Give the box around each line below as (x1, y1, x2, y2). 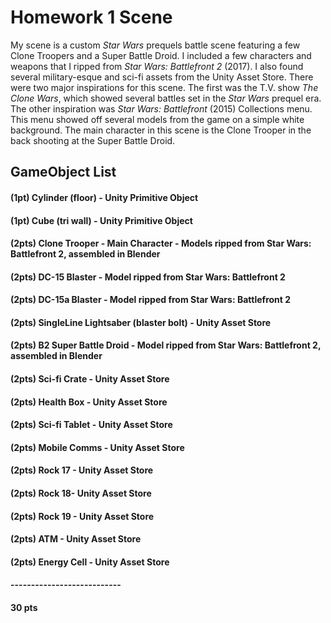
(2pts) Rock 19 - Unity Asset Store (10, 510, 155, 522)
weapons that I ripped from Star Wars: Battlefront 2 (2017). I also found (10, 60, 304, 72)
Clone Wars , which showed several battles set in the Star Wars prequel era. (10, 92, 322, 104)
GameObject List (10, 164, 117, 181)
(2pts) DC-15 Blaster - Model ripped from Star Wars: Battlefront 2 (10, 271, 286, 283)
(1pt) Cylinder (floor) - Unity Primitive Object (10, 191, 199, 203)
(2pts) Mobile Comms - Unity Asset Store (10, 441, 185, 453)
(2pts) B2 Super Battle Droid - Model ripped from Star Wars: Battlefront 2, (10, 339, 322, 351)
